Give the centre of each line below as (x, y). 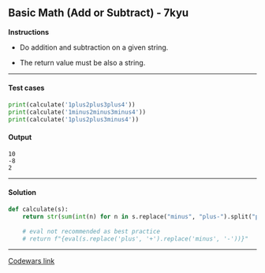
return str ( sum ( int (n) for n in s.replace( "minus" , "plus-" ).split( (137, 216)
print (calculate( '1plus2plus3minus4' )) (74, 119)
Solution (22, 193)
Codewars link (32, 261)
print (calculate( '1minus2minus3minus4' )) (77, 112)
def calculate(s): (38, 209)
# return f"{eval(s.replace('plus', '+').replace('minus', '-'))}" (135, 239)
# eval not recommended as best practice (91, 231)
